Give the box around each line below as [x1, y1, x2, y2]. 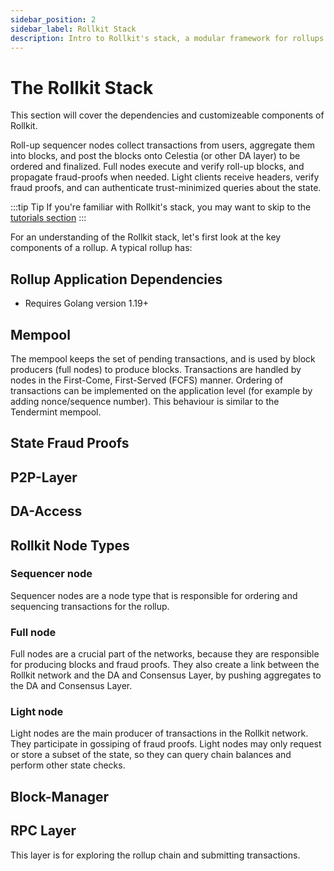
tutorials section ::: [10, 212, 87, 224]
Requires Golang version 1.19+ [24, 297, 149, 310]
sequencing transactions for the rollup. [10, 600, 170, 612]
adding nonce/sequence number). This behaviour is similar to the [10, 395, 280, 407]
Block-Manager [10, 788, 109, 805]
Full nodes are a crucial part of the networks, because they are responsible [10, 648, 320, 660]
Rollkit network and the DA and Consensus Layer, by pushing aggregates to [10, 669, 322, 681]
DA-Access [10, 503, 83, 520]
